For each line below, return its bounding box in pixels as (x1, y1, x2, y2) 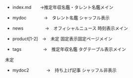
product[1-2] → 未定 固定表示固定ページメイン (12, 36, 113, 41)
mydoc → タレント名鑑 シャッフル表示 (12, 15, 110, 21)
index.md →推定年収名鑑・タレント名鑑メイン (12, 4, 114, 10)
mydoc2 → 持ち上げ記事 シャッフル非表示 (12, 67, 117, 73)
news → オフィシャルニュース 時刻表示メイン (12, 25, 129, 31)
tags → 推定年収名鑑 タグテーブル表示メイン (12, 46, 126, 52)
